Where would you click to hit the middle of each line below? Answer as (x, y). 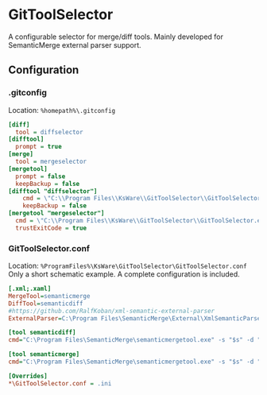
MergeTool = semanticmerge (49, 296)
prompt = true (39, 147)
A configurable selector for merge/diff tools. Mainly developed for (116, 37)
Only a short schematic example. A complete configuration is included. (124, 274)
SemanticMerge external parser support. (75, 45)
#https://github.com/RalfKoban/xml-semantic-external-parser (112, 311)
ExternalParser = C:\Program (53, 318)
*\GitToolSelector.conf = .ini (60, 383)
